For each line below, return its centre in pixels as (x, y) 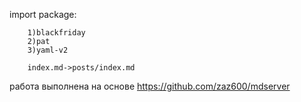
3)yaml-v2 (48, 50)
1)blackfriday (56, 33)
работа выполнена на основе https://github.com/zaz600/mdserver (150, 86)
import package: (43, 14)
